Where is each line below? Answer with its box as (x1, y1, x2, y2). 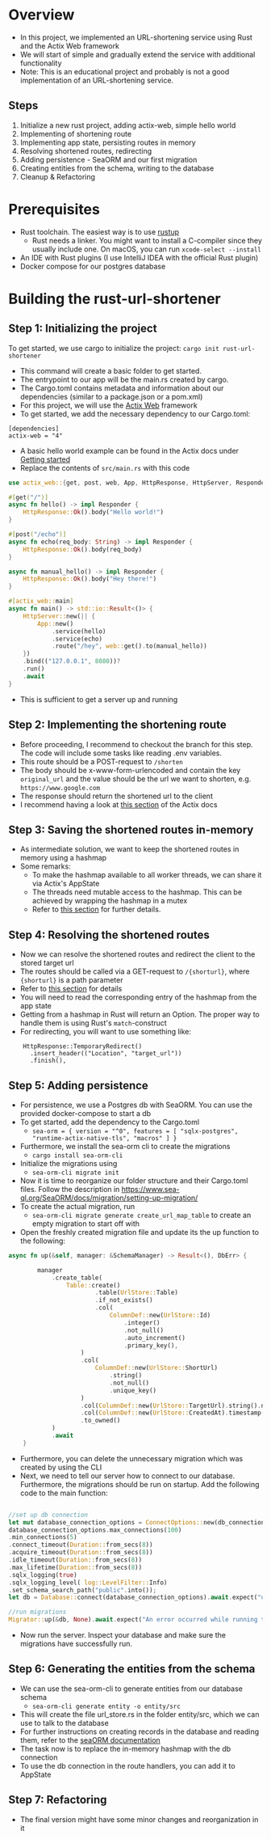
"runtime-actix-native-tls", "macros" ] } (31, 1134, 177, 1142)
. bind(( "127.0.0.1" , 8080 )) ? (23, 657, 121, 666)
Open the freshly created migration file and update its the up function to (19, 1227, 260, 1237)
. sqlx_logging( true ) (8, 1571, 78, 1579)
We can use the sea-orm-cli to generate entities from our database (19, 1684, 244, 1693)
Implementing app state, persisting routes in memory (19, 137, 196, 147)
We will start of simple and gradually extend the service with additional (19, 49, 256, 59)
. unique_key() (109, 1386, 157, 1394)
